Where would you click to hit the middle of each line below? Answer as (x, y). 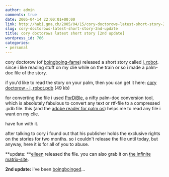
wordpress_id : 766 (24, 38)
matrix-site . (17, 159)
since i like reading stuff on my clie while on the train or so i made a (75, 67)
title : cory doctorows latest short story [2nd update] (65, 33)
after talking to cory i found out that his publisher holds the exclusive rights (83, 133)
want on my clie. (22, 114)
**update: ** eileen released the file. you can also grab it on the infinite (78, 154)
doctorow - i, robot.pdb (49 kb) (37, 88)
